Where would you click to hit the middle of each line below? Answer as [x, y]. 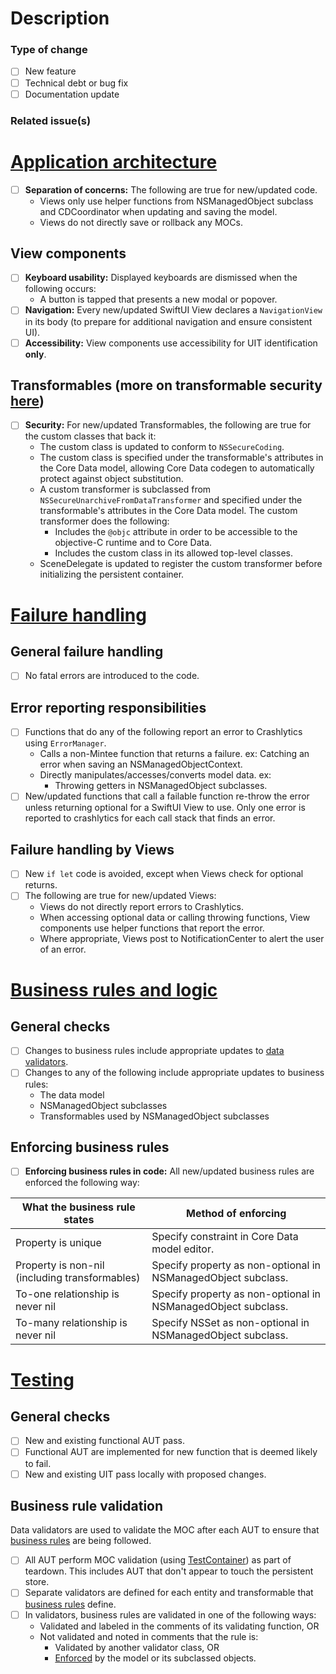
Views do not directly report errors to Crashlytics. [142, 907]
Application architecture [114, 161]
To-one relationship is [67, 1294]
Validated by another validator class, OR [137, 1647]
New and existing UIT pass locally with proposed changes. [145, 1474]
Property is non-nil [60, 1265]
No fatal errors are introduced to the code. [112, 676]
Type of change [49, 50]
